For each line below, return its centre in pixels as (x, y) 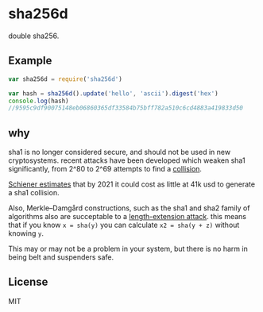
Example (30, 61)
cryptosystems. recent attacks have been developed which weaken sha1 (127, 160)
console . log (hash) (39, 101)
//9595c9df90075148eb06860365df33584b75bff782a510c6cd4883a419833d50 (126, 108)
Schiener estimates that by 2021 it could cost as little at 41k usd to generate (132, 184)
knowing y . (26, 233)
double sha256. (34, 36)
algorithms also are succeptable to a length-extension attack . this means (128, 217)
